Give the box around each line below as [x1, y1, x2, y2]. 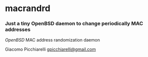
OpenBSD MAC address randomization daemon [5, 37, 100, 43]
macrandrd [5, 3, 51, 14]
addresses [5, 26, 31, 33]
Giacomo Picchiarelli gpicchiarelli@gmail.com [5, 46, 96, 52]
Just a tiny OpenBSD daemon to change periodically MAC [5, 20, 143, 27]
